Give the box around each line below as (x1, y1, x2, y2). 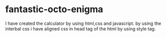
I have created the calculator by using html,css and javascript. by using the (5, 20, 161, 26)
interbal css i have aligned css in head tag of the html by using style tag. (5, 25, 156, 31)
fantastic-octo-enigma (5, 4, 104, 15)
